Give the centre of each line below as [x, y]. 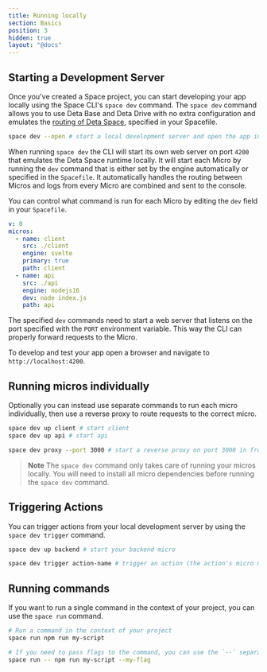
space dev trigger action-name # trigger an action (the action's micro [131, 564]
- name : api [35, 275]
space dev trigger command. [57, 534]
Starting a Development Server [87, 78]
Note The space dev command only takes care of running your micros [141, 465]
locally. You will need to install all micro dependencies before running [141, 473]
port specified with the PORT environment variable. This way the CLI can [125, 329]
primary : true [46, 261]
